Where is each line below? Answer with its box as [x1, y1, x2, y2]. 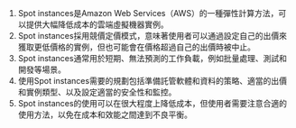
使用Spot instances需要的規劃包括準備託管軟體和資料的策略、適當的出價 [17, 76, 287, 86]
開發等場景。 [17, 64, 66, 75]
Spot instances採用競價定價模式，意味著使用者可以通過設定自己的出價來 [17, 31, 287, 41]
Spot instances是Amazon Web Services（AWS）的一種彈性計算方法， [17, 8, 279, 18]
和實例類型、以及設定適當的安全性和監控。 [17, 87, 177, 97]
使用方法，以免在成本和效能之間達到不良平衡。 [17, 109, 192, 120]
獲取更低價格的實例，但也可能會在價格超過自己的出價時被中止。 [17, 41, 255, 52]
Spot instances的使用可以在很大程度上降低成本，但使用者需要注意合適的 [17, 98, 287, 108]
